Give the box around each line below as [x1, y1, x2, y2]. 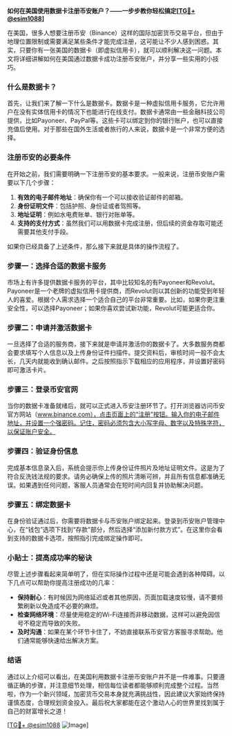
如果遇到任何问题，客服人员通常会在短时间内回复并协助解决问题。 [19, 481, 207, 489]
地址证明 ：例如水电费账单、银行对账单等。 [17, 210, 139, 218]
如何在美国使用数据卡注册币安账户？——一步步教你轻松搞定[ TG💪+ [7, 7, 195, 14]
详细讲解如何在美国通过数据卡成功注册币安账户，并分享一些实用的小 [19, 55, 213, 63]
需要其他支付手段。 [17, 227, 72, 235]
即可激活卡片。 [7, 366, 50, 374]
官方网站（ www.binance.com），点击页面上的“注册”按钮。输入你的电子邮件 [7, 410, 220, 418]
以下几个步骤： [12, 178, 56, 186]
